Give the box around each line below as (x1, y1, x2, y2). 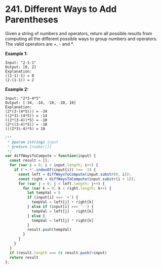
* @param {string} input (7, 139, 58, 144)
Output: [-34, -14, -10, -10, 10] (5, 100, 77, 105)
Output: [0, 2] (5, 65, 37, 69)
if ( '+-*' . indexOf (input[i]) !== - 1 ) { (14, 167, 96, 172)
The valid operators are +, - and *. (5, 41, 74, 47)
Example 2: (5, 86, 29, 92)
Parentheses (5, 14, 58, 25)
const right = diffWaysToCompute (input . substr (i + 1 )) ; (18, 176, 136, 182)
